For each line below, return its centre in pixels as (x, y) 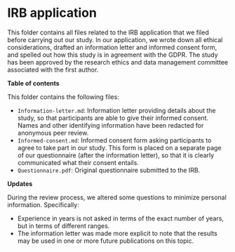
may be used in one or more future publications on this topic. (106, 241)
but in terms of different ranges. (63, 225)
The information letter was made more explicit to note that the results (117, 233)
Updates (20, 183)
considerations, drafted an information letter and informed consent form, (112, 47)
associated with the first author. (53, 69)
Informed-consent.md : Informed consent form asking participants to (114, 140)
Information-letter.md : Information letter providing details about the (116, 110)
